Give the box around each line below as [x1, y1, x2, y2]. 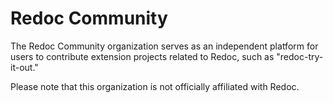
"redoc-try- [276, 50, 324, 62]
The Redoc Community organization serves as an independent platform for [10, 40, 319, 52]
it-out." [10, 61, 39, 73]
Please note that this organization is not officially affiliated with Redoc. [10, 80, 300, 92]
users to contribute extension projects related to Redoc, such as [10, 50, 275, 62]
